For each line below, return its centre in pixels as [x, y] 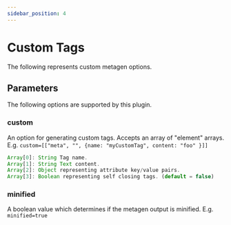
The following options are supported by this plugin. [80, 105]
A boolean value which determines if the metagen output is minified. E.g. [110, 209]
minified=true [28, 216]
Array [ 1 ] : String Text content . [53, 164]
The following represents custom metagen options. [80, 67]
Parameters [33, 88]
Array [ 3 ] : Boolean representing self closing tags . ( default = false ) [111, 177]
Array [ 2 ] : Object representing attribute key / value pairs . [94, 170]
